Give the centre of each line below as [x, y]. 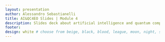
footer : [13, 28]
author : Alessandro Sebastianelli [41, 14]
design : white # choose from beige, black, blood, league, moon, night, [81, 32]
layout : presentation [27, 9]
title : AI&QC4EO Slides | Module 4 [41, 18]
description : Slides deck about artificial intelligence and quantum [78, 23]
